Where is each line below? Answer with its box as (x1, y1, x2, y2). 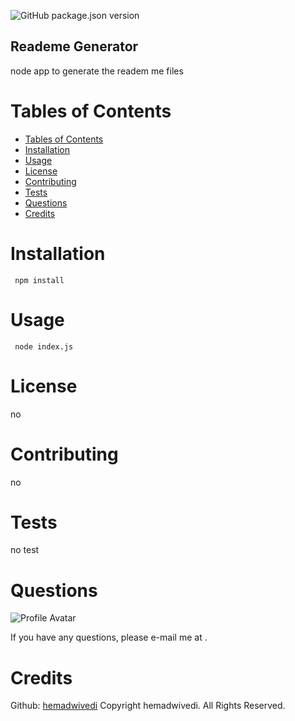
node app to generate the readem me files (10, 65, 184, 77)
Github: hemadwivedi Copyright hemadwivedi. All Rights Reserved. (10, 700, 286, 712)
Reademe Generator (10, 38, 139, 55)
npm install (14, 275, 65, 285)
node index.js (14, 341, 74, 352)
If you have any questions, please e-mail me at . (10, 631, 208, 644)
